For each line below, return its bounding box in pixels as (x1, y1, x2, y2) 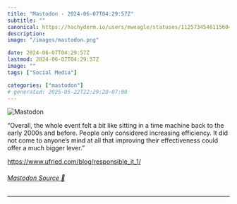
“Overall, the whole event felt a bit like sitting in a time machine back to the (7, 121, 224, 130)
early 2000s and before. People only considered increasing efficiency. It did (7, 128, 228, 138)
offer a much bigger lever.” (7, 144, 85, 152)
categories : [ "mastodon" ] (7, 82, 83, 89)
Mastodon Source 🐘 (7, 174, 66, 182)
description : (7, 30, 46, 37)
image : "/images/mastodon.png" (7, 37, 99, 44)
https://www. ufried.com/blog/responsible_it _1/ (7, 157, 141, 166)
